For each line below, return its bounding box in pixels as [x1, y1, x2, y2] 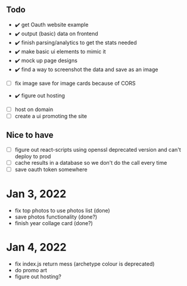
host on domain [14, 106, 54, 113]
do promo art [14, 266, 48, 273]
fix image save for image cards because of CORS [14, 79, 136, 87]
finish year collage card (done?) [14, 219, 93, 226]
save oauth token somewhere [14, 165, 88, 173]
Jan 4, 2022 [6, 241, 67, 254]
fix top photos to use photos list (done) [14, 207, 110, 214]
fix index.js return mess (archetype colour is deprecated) [14, 260, 155, 267]
